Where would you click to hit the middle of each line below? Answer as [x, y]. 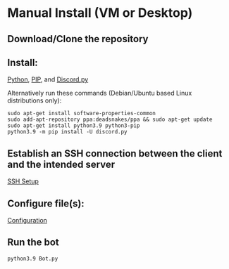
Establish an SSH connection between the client [115, 153]
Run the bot [33, 243]
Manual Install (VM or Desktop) [100, 13]
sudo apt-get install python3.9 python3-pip [74, 126]
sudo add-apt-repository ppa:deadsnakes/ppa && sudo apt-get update [110, 120]
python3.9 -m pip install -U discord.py [68, 132]
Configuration [27, 221]
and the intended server [61, 164]
